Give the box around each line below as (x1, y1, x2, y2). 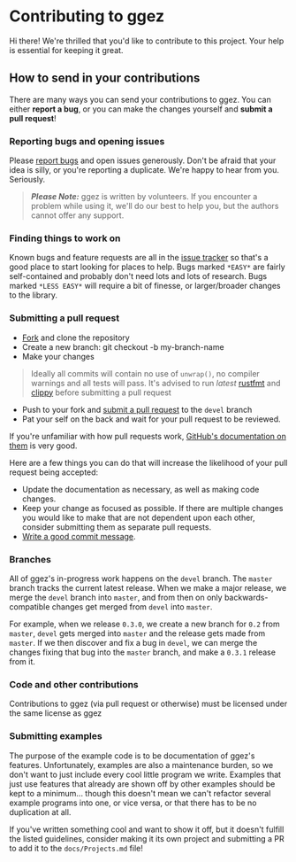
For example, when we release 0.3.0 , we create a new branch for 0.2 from (9, 618, 280, 629)
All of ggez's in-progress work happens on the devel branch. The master (9, 573, 273, 584)
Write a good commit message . (21, 531, 136, 541)
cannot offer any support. (30, 210, 125, 221)
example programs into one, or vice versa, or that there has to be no (9, 797, 258, 808)
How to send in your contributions (9, 71, 201, 86)
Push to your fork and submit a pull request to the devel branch (21, 404, 253, 415)
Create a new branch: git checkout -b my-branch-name (21, 341, 224, 352)
